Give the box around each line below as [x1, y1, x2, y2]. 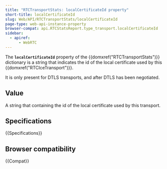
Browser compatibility [5, 144, 76, 153]
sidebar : [5, 31, 24, 36]
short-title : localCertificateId [5, 12, 75, 17]
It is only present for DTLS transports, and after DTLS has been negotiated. [5, 74, 160, 80]
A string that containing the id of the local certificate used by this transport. [5, 102, 161, 108]
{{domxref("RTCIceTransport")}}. [5, 64, 74, 70]
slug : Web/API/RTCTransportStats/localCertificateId [5, 17, 118, 22]
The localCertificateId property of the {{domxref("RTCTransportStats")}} [5, 54, 160, 60]
